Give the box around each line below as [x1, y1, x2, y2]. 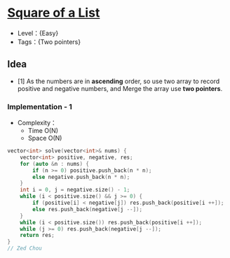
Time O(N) [27, 127, 58, 135]
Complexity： [17, 119, 57, 127]
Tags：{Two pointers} [17, 37, 81, 46]
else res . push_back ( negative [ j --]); [32, 206, 142, 213]
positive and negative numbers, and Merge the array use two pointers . [17, 84, 223, 92]
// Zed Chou [7, 245, 42, 252]
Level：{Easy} [17, 29, 59, 37]
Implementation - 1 [7, 101, 72, 111]
